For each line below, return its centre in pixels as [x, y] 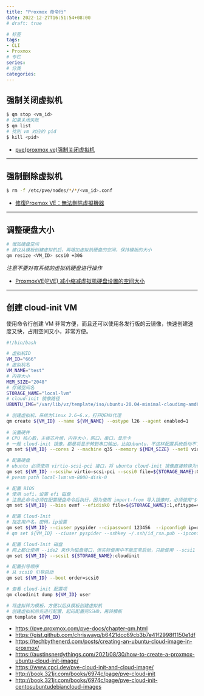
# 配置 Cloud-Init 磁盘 [34, 544]
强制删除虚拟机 [34, 176]
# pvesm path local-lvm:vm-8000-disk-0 [57, 477]
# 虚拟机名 [18, 365]
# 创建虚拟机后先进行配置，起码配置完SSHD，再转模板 [64, 611]
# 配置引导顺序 [23, 567]
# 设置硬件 [18, 432]
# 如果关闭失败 [23, 120]
